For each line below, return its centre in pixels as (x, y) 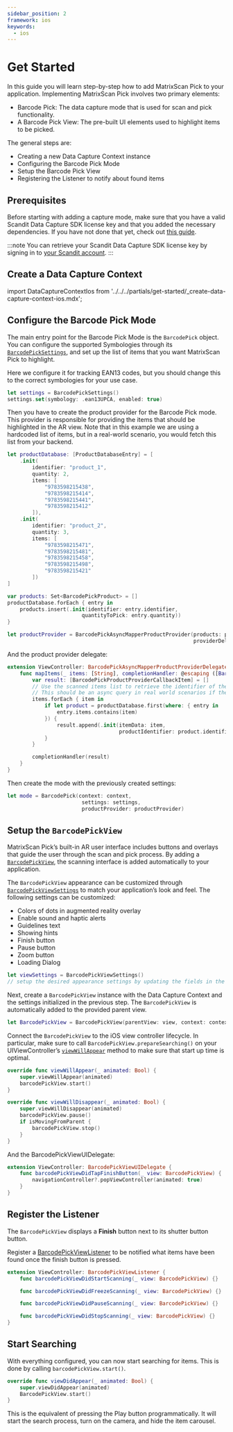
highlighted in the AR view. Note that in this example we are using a (103, 427)
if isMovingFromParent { (55, 1122)
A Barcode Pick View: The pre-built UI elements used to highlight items (119, 122)
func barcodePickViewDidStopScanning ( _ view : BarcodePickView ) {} (118, 1316)
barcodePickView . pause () (55, 1115)
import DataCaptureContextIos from (58, 291)
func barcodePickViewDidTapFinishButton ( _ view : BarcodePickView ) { (121, 1174)
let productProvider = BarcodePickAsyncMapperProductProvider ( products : (114, 635)
